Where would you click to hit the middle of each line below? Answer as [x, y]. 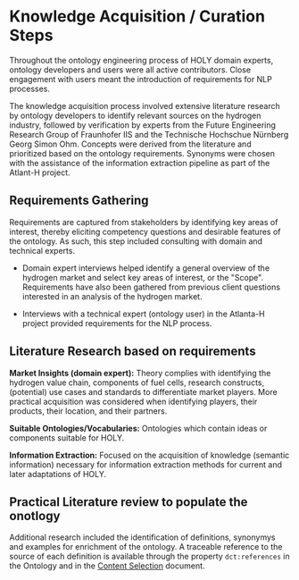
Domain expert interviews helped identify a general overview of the [146, 268]
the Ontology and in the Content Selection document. [107, 566]
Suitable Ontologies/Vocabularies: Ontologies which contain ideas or [138, 428]
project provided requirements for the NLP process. [117, 323]
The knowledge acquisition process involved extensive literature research [145, 105]
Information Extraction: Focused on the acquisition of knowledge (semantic [149, 455]
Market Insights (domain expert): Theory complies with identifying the [140, 373]
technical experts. [42, 250]
